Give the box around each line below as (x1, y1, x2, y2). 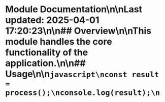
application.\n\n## (5, 57, 86, 69)
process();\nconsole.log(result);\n (5, 88, 160, 97)
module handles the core (5, 36, 113, 48)
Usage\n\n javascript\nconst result (5, 69, 159, 80)
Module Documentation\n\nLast (5, 4, 143, 15)
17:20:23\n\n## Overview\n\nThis (5, 25, 151, 37)
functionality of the (5, 47, 88, 58)
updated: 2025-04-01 (5, 14, 100, 26)
